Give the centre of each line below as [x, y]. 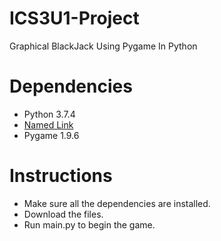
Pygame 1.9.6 [51, 135]
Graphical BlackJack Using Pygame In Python [103, 46]
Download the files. [63, 214]
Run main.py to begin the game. [89, 224]
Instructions [61, 176]
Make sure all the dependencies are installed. [117, 203]
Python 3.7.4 [49, 114]
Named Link [48, 124]
